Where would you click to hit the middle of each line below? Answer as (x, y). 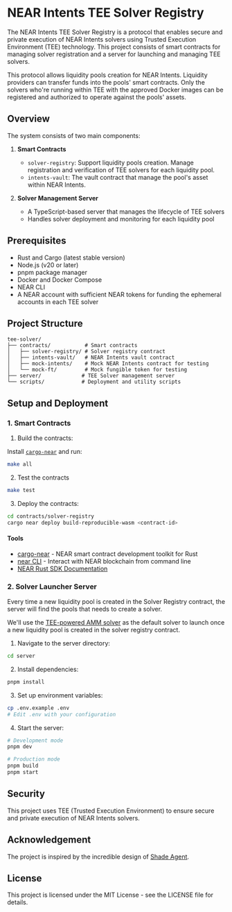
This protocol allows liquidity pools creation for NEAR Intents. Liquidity (107, 75)
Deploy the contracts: (48, 503)
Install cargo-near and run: (45, 452)
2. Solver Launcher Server (52, 586)
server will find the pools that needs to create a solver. (85, 609)
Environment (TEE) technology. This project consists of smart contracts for (114, 47)
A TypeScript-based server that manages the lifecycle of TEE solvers (126, 211)
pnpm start (23, 772)
